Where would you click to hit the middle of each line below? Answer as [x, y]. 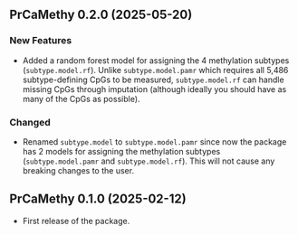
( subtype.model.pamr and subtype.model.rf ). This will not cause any [149, 161]
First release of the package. [76, 221]
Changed [30, 122]
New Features [41, 41]
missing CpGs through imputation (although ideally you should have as [154, 89]
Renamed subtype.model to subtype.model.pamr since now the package [154, 141]
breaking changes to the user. [78, 170]
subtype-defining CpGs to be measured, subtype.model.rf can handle [153, 80]
